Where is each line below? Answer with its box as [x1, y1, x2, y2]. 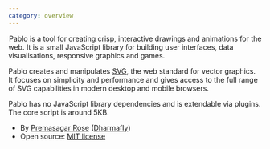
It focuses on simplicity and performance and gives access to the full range [8, 74, 259, 84]
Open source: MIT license [19, 131, 106, 141]
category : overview [8, 11, 74, 20]
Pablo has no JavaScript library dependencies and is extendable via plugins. [8, 99, 261, 108]
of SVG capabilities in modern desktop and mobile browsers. [8, 83, 209, 93]
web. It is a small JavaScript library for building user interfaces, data [8, 42, 234, 52]
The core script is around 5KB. [8, 107, 110, 117]
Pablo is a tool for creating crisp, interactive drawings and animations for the [9, 34, 262, 43]
